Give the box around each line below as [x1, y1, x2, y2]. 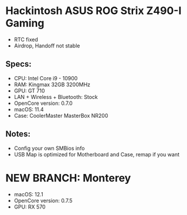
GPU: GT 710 [13, 87, 45, 94]
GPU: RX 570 [13, 203, 46, 210]
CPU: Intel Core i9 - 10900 [13, 74, 78, 81]
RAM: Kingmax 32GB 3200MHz [13, 81, 91, 88]
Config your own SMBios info [13, 145, 85, 152]
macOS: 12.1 [13, 190, 43, 197]
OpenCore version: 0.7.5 [13, 197, 73, 204]
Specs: [5, 59, 32, 69]
